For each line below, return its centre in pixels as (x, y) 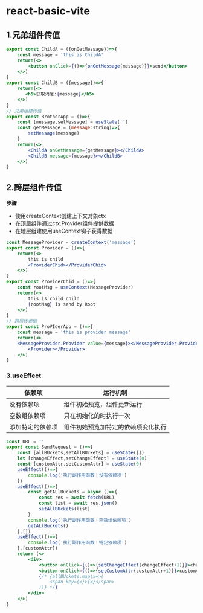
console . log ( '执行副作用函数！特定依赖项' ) (78, 543)
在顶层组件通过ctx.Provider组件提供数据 (65, 223)
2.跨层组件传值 (34, 188)
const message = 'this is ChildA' (60, 55)
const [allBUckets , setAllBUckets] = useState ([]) (81, 453)
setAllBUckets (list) (64, 509)
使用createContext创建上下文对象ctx (60, 216)
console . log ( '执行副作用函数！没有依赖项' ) (78, 475)
